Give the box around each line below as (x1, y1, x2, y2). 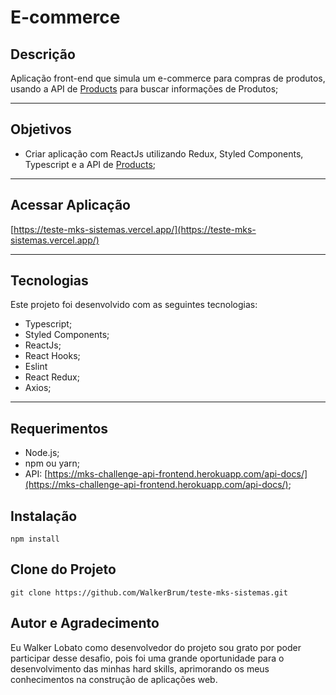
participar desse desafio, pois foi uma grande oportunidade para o (10, 652, 285, 664)
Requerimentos (10, 420, 109, 437)
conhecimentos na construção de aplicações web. (10, 673, 218, 685)
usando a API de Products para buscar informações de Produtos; (10, 83, 279, 95)
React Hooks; (24, 350, 81, 362)
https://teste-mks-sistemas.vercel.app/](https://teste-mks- (13, 223, 257, 235)
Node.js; (24, 447, 60, 459)
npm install (10, 534, 60, 545)
